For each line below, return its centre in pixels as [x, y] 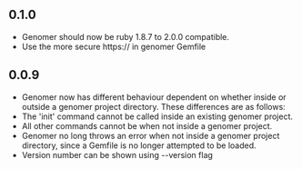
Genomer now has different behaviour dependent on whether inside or [154, 97]
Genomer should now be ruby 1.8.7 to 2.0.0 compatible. [125, 36]
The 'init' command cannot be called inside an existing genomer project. [157, 116]
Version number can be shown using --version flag [117, 154]
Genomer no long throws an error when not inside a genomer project [151, 135]
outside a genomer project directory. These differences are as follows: [153, 106]
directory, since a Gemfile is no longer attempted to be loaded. [139, 145]
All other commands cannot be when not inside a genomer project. [147, 125]
